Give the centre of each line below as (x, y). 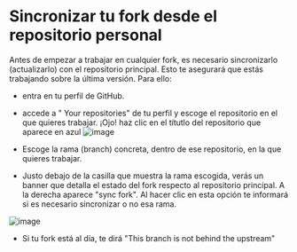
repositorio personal (86, 35)
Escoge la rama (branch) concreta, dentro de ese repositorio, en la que (152, 149)
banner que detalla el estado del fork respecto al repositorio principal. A (153, 185)
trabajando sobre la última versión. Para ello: (90, 78)
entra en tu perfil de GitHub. (73, 96)
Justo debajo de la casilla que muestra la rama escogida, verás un (143, 176)
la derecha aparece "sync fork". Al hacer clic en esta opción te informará (155, 194)
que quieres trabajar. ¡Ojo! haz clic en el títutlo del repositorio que (141, 122)
